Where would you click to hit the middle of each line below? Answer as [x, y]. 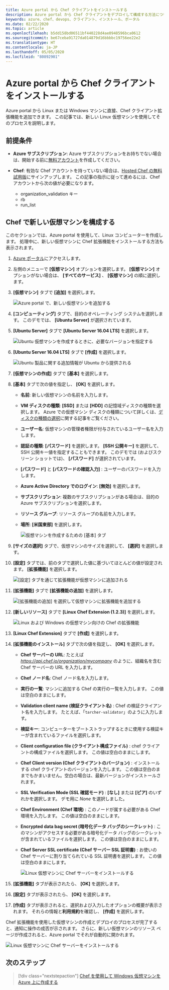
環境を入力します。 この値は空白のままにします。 [71, 815]
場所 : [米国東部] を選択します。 [52, 524]
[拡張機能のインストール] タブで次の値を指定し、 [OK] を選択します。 [85, 644]
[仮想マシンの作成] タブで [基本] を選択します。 [62, 373]
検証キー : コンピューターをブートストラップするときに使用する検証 [90, 729]
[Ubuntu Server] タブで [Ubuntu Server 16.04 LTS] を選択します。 [82, 331]
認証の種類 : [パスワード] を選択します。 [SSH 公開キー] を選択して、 [91, 445]
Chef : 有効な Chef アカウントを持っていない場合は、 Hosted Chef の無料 [88, 171]
